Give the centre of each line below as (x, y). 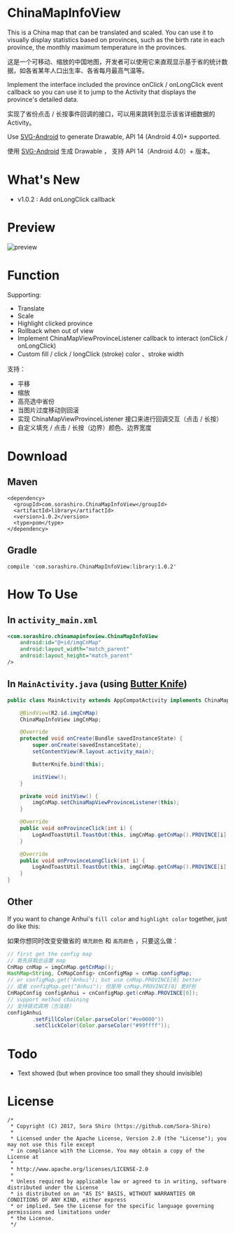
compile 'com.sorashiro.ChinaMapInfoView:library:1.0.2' (92, 567)
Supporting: (24, 294)
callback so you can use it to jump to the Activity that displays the (102, 92)
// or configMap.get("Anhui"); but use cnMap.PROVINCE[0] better (104, 980)
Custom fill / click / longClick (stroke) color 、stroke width (100, 354)
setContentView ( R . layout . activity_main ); (94, 752)
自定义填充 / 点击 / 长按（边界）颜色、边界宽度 (84, 427)
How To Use (43, 594)
